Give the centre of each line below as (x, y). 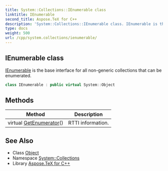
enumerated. (18, 75)
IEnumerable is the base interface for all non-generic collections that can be (83, 70)
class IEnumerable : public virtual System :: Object (60, 85)
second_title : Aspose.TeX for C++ (41, 19)
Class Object (25, 153)
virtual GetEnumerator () (35, 123)
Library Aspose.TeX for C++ (41, 163)
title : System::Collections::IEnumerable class (56, 10)
